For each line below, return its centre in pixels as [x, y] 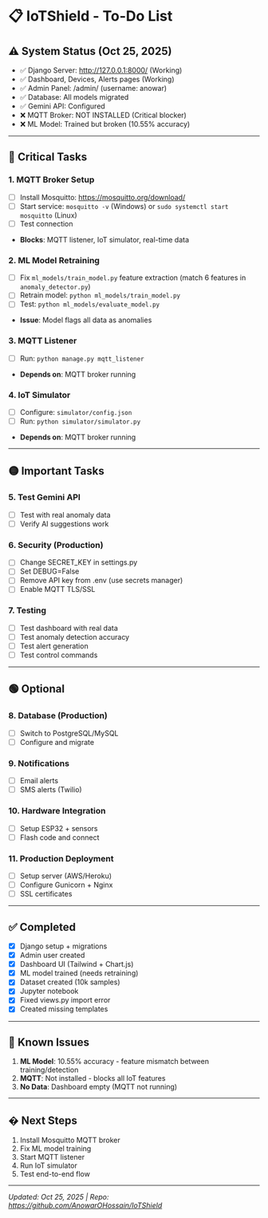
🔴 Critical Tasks [48, 157]
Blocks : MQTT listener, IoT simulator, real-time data [104, 239]
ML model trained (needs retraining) [79, 973]
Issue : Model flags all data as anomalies [86, 320]
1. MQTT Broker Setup [51, 179]
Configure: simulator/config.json [76, 412]
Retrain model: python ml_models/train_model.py [100, 295]
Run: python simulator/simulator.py [80, 421]
